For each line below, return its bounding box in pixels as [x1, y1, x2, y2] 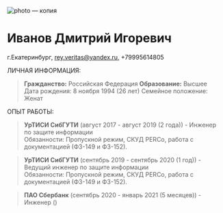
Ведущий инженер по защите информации [23, 163, 149, 171]
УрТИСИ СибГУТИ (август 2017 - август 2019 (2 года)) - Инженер [23, 121, 217, 129]
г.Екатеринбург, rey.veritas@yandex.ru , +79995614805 [7, 53, 164, 61]
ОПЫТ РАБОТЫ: [7, 107, 54, 116]
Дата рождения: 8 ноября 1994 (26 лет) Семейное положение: [23, 86, 208, 95]
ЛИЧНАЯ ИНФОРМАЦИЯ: [7, 66, 81, 75]
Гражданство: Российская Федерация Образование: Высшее [23, 79, 207, 88]
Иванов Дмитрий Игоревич [7, 31, 172, 46]
